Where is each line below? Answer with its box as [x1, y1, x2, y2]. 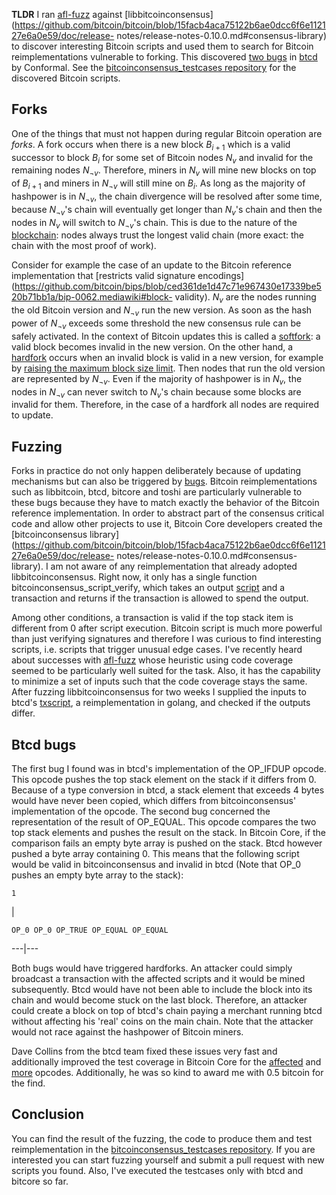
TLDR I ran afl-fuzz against [11, 9, 123, 20]
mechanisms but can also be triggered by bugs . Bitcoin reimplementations [11, 475, 318, 488]
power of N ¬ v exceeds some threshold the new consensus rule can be [11, 317, 302, 331]
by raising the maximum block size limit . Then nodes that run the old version [11, 362, 326, 374]
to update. [11, 409, 54, 421]
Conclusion [11, 1106, 85, 1123]
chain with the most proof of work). [11, 240, 157, 252]
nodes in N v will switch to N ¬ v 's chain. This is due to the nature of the [11, 216, 298, 231]
